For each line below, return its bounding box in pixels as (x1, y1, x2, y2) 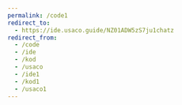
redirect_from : (7, 33, 58, 42)
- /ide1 (14, 70, 40, 78)
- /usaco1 (14, 84, 47, 93)
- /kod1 (14, 77, 40, 85)
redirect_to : (7, 19, 51, 27)
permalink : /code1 (7, 11, 68, 20)
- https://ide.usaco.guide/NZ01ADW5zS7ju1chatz (14, 26, 175, 34)
